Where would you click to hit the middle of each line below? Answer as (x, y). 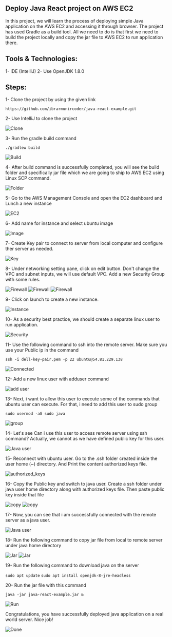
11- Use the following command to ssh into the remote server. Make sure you (86, 345)
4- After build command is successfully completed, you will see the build (82, 167)
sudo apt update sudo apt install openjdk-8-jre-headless (68, 576)
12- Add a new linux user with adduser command (57, 379)
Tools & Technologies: (42, 59)
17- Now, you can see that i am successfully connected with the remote (81, 515)
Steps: (16, 88)
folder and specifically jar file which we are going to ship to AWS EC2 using (85, 173)
